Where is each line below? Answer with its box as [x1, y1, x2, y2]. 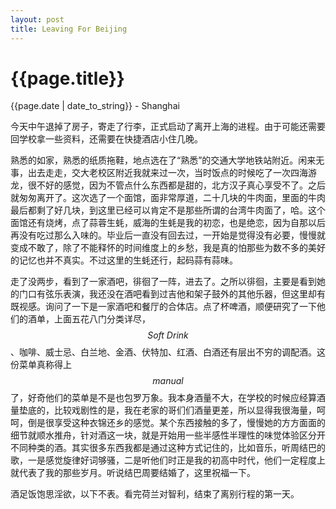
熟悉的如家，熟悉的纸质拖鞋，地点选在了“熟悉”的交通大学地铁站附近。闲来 [10, 154, 317, 166]
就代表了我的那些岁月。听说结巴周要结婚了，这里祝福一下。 [10, 467, 256, 479]
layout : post [10, 14, 65, 25]
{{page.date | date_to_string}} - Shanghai [10, 100, 180, 112]
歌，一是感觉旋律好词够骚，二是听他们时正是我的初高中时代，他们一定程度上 [10, 454, 326, 466]
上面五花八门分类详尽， [53, 313, 151, 325]
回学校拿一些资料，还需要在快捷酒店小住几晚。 [10, 133, 203, 145]
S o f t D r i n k [147, 329, 189, 341]
